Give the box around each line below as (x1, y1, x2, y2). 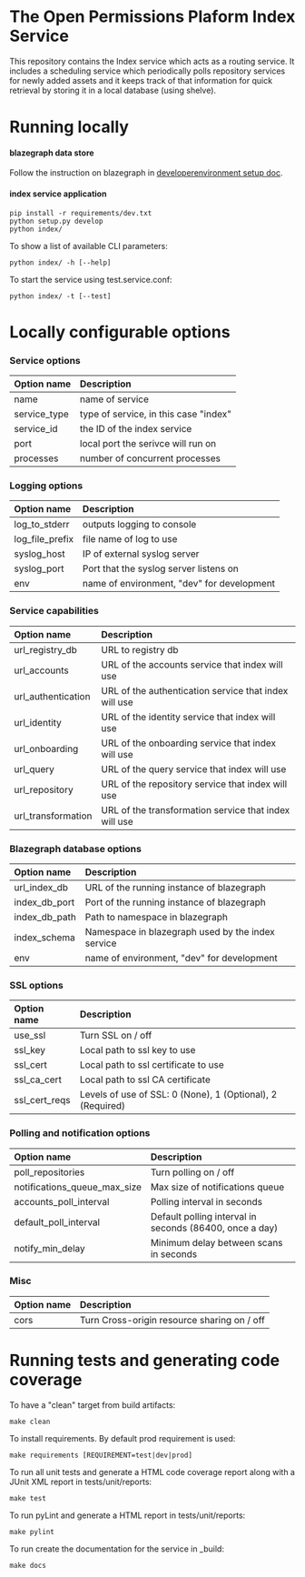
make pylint (9, 1527, 54, 1536)
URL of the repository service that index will (101, 778, 288, 790)
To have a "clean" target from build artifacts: (9, 1399, 176, 1411)
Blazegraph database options (9, 842, 143, 855)
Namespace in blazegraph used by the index (84, 925, 275, 938)
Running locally (9, 116, 130, 137)
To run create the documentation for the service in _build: (9, 1543, 225, 1554)
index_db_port (14, 896, 75, 909)
